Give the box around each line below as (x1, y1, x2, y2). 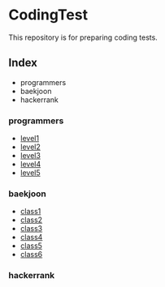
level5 (20, 168, 41, 178)
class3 (20, 224, 43, 233)
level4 (20, 160, 41, 169)
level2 (20, 142, 41, 152)
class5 (20, 241, 43, 251)
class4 (20, 233, 43, 242)
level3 (20, 151, 41, 161)
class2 (20, 215, 43, 225)
